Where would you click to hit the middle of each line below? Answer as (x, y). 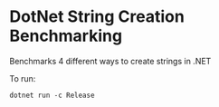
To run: (23, 78)
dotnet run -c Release (52, 95)
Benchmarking (66, 36)
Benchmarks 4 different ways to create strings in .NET (110, 61)
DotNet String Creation (97, 17)
